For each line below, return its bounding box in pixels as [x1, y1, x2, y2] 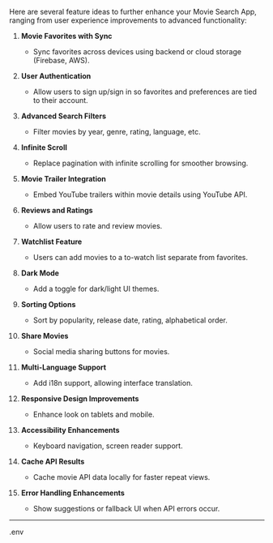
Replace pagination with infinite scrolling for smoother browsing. [32, 158, 249, 168]
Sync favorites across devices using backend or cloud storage [32, 47, 242, 56]
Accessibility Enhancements [20, 425, 120, 434]
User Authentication [20, 71, 92, 80]
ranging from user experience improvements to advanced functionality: [9, 15, 247, 25]
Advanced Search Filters [20, 111, 106, 121]
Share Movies [20, 331, 69, 340]
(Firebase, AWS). [32, 56, 90, 65]
